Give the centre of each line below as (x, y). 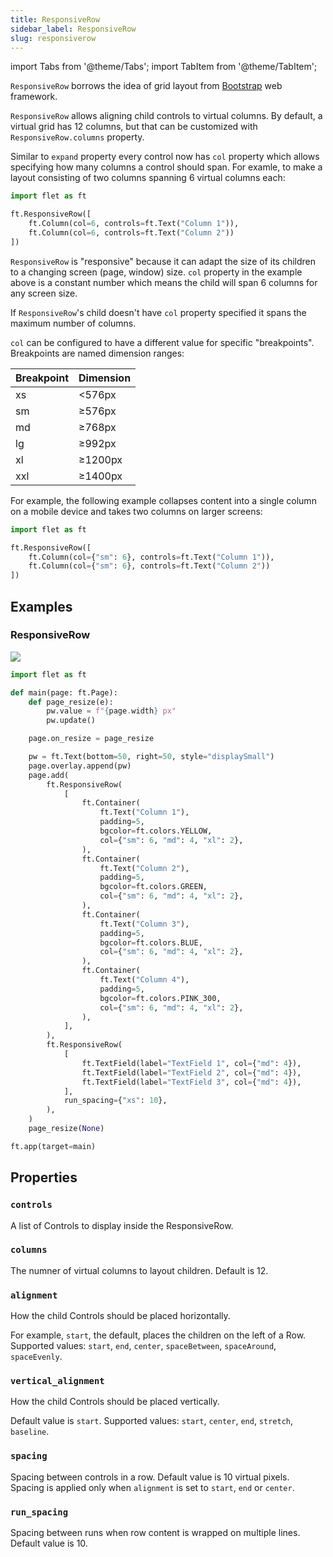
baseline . (30, 1432)
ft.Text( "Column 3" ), (144, 924)
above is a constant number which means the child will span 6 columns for (164, 282)
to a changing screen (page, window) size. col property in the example (156, 272)
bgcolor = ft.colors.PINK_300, (160, 998)
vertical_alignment (57, 1381)
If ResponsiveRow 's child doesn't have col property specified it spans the (158, 312)
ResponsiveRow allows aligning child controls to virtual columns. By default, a (166, 116)
